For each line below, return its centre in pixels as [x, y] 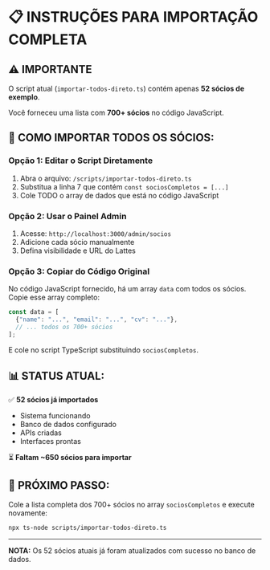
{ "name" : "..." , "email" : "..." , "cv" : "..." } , [97, 320]
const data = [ [34, 312]
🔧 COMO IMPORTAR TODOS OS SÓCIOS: [111, 138]
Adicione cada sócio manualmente [77, 242]
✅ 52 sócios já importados [53, 399]
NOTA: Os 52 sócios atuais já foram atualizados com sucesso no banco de [132, 551]
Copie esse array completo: [54, 297]
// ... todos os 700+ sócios [64, 328]
